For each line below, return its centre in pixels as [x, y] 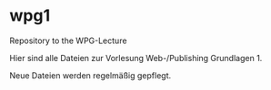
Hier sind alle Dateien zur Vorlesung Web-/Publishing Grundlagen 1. [136, 58]
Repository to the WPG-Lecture [68, 40]
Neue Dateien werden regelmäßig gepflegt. [90, 75]
